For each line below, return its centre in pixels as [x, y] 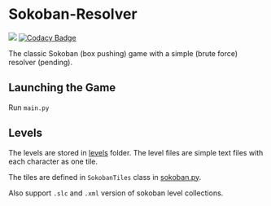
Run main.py [29, 107]
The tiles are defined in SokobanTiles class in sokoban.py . [105, 177]
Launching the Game [62, 88]
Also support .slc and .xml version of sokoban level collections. [116, 193]
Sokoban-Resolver [73, 14]
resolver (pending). [41, 62]
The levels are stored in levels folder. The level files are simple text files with [136, 152]
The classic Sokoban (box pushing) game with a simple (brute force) [123, 53]
